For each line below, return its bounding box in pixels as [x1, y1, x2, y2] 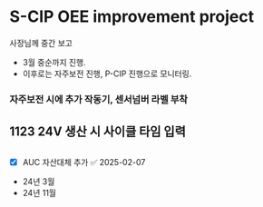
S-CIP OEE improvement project [9, 6, 255, 27]
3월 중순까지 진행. [22, 56, 86, 67]
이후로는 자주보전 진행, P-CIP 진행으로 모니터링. [22, 68, 192, 79]
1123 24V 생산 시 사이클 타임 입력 [9, 124, 186, 140]
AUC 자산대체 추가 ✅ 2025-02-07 [22, 156, 146, 167]
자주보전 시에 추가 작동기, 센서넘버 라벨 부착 [9, 93, 189, 105]
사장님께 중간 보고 [9, 37, 73, 48]
